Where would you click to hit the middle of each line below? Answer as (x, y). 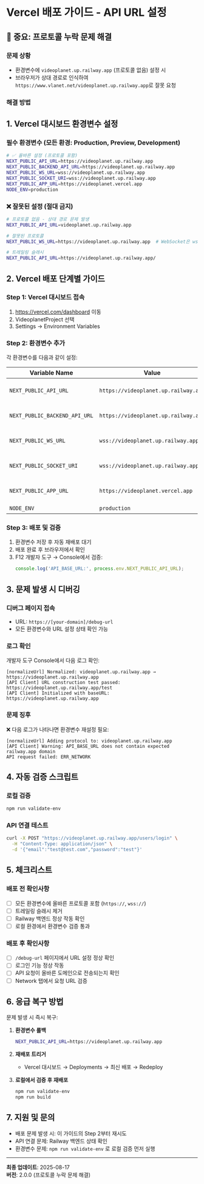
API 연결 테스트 (27, 826)
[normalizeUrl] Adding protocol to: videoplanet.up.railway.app (89, 741)
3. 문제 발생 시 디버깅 (43, 589)
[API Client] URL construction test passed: (63, 683)
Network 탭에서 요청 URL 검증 (51, 980)
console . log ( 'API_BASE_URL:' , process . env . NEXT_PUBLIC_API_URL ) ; (99, 569)
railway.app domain (31, 751)
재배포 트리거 (31, 1054)
